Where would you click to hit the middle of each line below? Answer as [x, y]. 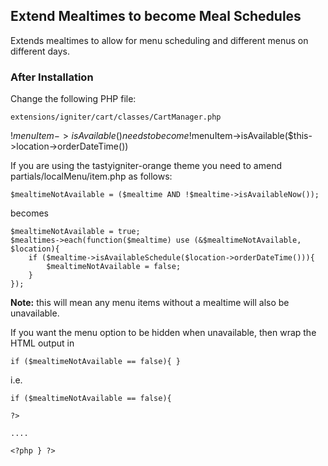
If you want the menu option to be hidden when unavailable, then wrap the [163, 333]
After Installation [52, 77]
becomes [29, 213]
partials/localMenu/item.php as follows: [91, 176]
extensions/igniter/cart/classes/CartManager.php [116, 117]
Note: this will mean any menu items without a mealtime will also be [150, 303]
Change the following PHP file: [73, 99]
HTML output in [42, 343]
